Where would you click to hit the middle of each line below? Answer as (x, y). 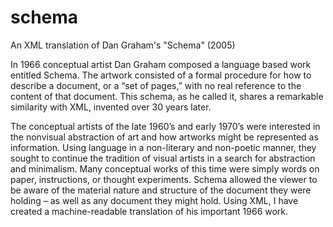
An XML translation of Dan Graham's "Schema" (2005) (123, 45)
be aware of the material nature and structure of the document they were (161, 190)
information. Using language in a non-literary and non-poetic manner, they (163, 147)
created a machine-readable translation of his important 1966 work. (149, 211)
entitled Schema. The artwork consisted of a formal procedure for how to (161, 75)
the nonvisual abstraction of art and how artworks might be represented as (164, 137)
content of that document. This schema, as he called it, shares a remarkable (167, 96)
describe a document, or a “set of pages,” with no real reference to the (156, 85)
